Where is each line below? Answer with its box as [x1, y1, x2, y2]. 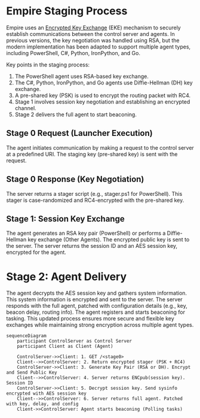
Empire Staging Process [6, 4, 128, 18]
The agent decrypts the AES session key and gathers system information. [6, 289, 187, 297]
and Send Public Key [6, 369, 58, 375]
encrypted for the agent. [6, 249, 67, 256]
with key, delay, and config [6, 401, 79, 407]
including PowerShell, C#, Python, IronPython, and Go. [6, 49, 140, 56]
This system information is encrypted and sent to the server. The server [6, 296, 183, 303]
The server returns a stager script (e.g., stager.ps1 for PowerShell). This [6, 190, 183, 197]
